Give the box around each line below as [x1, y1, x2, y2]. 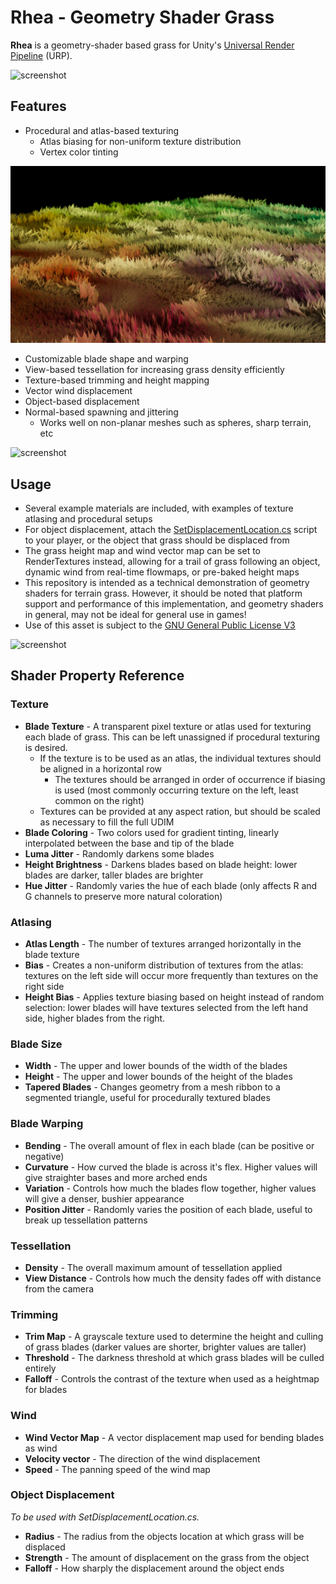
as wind [24, 1442, 58, 1454]
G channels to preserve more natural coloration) [24, 890, 223, 902]
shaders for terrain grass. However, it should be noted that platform [24, 587, 303, 600]
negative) [24, 1150, 65, 1162]
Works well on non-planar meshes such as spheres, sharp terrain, [39, 417, 312, 429]
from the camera [24, 1282, 95, 1295]
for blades [24, 1384, 68, 1396]
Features [10, 98, 67, 115]
